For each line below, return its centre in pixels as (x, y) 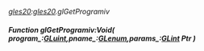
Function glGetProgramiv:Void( (62, 29)
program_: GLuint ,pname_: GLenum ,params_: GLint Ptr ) (102, 38)
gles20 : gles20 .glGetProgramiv (59, 12)
